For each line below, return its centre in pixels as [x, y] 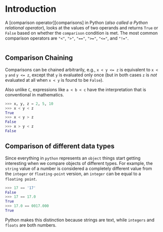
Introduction [31, 9]
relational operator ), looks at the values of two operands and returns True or [82, 27]
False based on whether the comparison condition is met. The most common [81, 33]
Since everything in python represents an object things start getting [73, 158]
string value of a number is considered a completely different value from [79, 168]
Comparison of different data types [60, 146]
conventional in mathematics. [35, 94]
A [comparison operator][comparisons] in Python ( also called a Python [76, 23]
